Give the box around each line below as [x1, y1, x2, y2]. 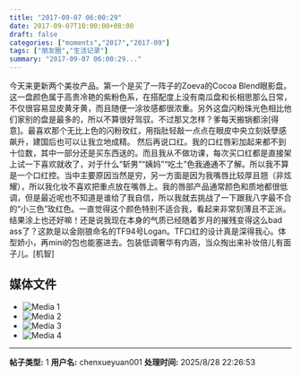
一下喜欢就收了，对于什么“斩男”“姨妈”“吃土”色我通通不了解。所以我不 [24, 158, 281, 169]
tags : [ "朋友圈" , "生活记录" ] [9, 47, 109, 56]
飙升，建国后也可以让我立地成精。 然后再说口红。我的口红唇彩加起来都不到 [9, 136, 287, 147]
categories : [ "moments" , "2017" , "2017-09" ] [9, 38, 170, 47]
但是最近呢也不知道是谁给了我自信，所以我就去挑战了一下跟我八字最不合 [24, 192, 292, 202]
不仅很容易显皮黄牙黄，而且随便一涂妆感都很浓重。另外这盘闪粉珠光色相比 [9, 103, 284, 113]
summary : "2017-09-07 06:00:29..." [9, 55, 142, 64]
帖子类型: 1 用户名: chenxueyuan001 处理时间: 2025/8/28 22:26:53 [9, 356, 256, 367]
